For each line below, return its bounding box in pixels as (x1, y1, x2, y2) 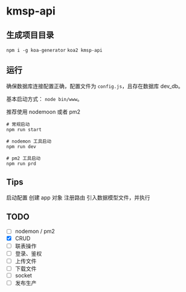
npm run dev (6, 143, 36, 149)
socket (14, 271, 32, 279)
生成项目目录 (6, 30, 54, 40)
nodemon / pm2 (14, 228, 56, 235)
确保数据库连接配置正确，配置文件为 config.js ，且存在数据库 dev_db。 (6, 82, 184, 89)
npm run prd (6, 160, 36, 167)
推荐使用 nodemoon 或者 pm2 (6, 108, 80, 115)
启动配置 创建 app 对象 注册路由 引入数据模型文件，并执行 (6, 193, 150, 201)
